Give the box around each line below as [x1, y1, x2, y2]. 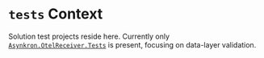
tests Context [8, 5, 103, 23]
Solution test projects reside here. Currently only [8, 31, 170, 41]
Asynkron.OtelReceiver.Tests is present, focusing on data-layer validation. [8, 39, 257, 49]
